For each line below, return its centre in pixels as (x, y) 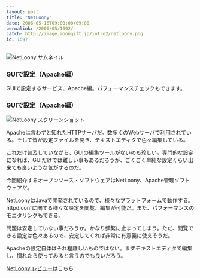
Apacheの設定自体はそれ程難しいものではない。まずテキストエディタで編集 (99, 248)
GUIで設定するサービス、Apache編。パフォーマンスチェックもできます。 (96, 88)
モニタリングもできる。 (35, 215)
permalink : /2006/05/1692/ (40, 28)
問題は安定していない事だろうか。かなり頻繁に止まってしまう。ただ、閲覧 (97, 228)
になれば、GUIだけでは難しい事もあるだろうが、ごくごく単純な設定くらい (97, 160)
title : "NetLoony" (29, 17)
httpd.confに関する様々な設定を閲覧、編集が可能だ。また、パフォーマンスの (100, 207)
